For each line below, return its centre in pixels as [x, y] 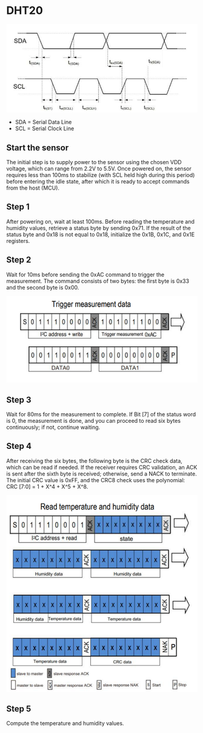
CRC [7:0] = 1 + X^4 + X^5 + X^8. [47, 486]
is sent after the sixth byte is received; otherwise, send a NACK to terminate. [101, 474]
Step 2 [19, 260]
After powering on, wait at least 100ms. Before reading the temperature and [101, 221]
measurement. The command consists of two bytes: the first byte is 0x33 [98, 281]
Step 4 [19, 446]
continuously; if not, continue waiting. [53, 427]
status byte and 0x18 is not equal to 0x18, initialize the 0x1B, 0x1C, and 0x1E [101, 234]
